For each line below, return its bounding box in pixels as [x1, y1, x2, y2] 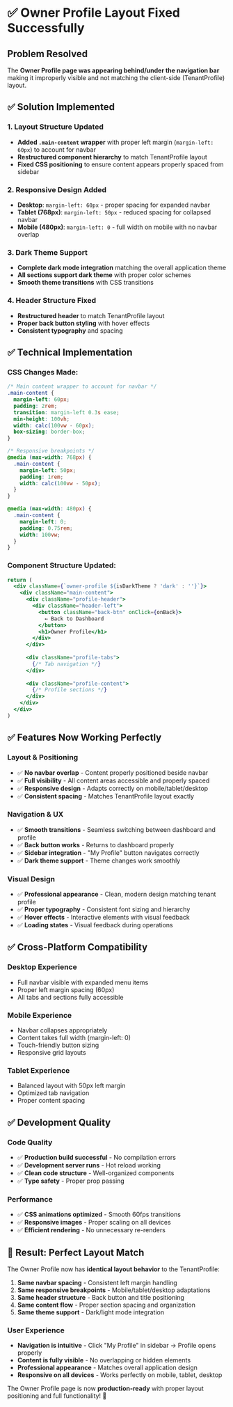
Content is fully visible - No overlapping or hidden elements [17, 1356, 191, 1365]
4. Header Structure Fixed [7, 296, 97, 306]
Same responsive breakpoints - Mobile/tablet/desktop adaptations [17, 1286, 211, 1294]
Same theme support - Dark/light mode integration [17, 1308, 165, 1316]
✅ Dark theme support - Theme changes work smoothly [17, 856, 181, 865]
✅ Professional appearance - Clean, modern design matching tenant [17, 890, 216, 899]
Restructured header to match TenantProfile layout [17, 311, 165, 320]
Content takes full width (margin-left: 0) [17, 1034, 131, 1042]
